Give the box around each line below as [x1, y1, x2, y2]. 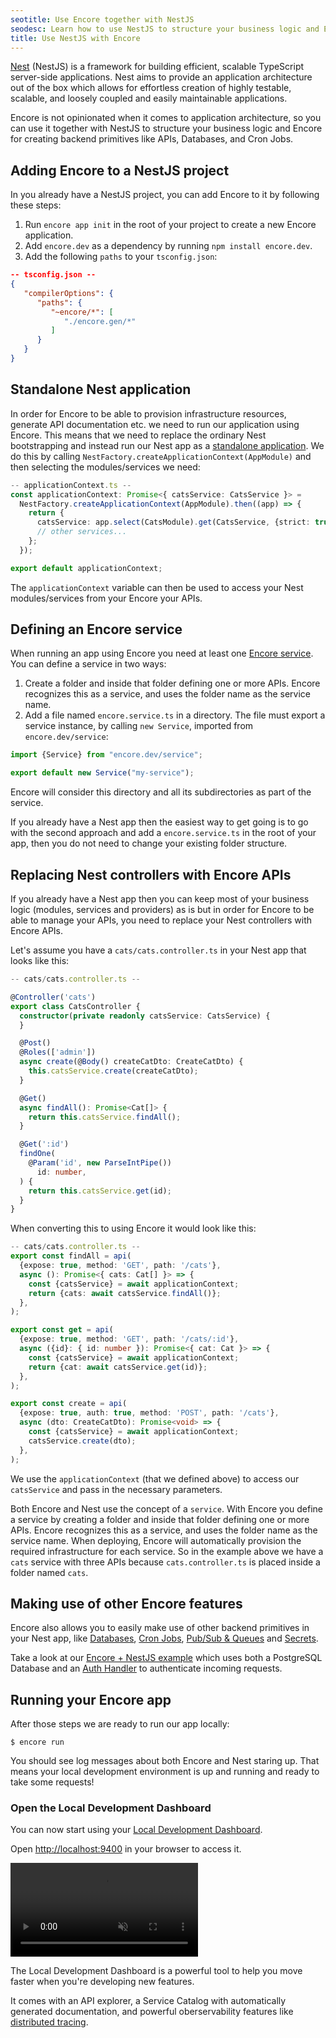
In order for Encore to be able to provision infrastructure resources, [10, 407, 287, 420]
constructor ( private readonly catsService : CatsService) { [19, 1011, 271, 1021]
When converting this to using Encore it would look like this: [10, 1222, 257, 1235]
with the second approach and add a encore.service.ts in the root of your [10, 827, 317, 839]
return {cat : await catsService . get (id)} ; [28, 1362, 208, 1372]
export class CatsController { [10, 1001, 141, 1011]
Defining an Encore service [10, 621, 183, 638]
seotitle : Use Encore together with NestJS [10, 14, 195, 25]
